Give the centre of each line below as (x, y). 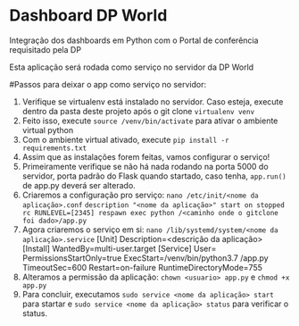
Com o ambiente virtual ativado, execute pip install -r (125, 139)
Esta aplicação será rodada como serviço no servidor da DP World (132, 67)
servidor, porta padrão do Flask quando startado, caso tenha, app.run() (154, 176)
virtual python (48, 130)
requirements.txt (54, 148)
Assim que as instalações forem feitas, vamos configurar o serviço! (146, 156)
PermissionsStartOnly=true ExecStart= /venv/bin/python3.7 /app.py (145, 258)
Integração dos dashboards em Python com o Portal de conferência (134, 40)
